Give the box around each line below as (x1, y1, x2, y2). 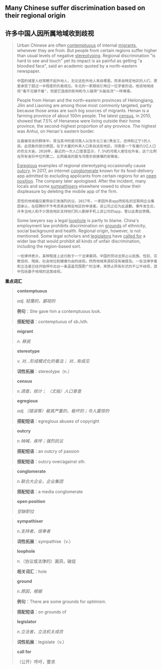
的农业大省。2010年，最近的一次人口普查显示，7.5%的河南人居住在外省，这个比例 (16, 149, 157, 154)
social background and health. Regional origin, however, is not (16, 228, 141, 234)
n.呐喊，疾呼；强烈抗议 (16, 438, 64, 444)
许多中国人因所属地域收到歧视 (5, 29, 94, 37)
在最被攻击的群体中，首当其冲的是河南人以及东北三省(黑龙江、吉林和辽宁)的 (16, 138, 147, 144)
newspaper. (16, 68, 41, 74)
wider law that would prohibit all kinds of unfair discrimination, (16, 238, 141, 244)
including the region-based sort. (16, 243, 81, 249)
